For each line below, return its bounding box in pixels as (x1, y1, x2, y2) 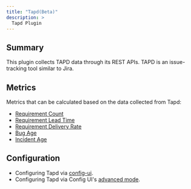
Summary (6, 42, 44, 53)
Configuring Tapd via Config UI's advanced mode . (15, 176, 140, 183)
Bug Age (15, 129, 37, 136)
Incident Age (15, 136, 47, 143)
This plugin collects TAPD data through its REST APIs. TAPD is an (6, 59, 168, 66)
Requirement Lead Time (15, 117, 75, 124)
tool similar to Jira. (28, 65, 74, 72)
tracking (6, 65, 27, 72)
